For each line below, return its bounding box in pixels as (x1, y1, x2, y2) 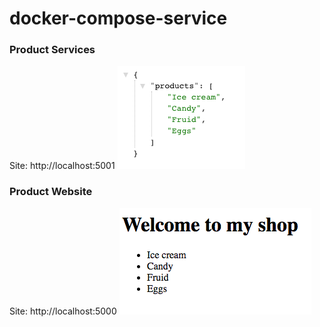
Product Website (9, 185, 93, 199)
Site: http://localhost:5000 (9, 305, 117, 317)
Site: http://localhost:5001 (9, 160, 116, 172)
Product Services (9, 43, 96, 57)
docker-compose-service (9, 7, 228, 30)
